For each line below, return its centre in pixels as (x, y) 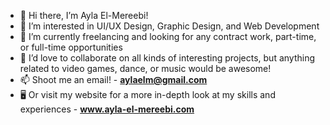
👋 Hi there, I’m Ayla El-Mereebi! (84, 15)
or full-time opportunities (71, 47)
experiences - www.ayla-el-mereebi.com (107, 109)
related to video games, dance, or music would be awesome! (145, 68)
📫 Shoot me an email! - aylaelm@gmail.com (113, 79)
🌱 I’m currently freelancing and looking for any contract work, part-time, (168, 36)
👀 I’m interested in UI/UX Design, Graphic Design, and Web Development (169, 26)
